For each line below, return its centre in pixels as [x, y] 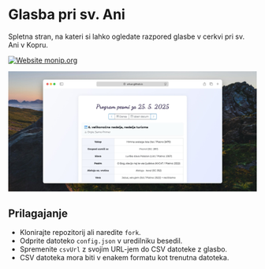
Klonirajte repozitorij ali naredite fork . [80, 233]
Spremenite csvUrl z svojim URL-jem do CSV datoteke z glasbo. [123, 249]
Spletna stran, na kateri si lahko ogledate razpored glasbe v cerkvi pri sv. [127, 36]
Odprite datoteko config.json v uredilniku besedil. [101, 241]
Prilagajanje [38, 213]
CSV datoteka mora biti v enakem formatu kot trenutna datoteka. [124, 258]
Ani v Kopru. [28, 44]
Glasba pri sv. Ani [67, 15]
